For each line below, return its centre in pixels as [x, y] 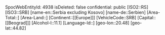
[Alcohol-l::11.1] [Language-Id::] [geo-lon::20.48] [80, 23]
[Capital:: [147, 17]
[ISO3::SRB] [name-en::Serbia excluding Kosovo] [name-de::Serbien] [75, 12]
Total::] [12, 17]
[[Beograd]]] [18, 23]
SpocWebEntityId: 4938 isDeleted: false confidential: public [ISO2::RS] [77, 7]
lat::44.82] [16, 28]
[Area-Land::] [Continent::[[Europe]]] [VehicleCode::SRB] [79, 17]
